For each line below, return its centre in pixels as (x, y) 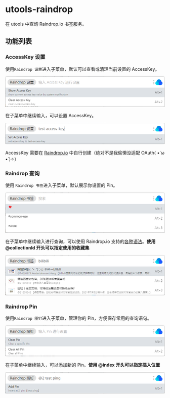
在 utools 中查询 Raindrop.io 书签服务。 (46, 24)
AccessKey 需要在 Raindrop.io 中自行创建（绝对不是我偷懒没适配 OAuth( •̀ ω (85, 153)
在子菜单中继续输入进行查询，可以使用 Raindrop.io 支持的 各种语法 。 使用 (80, 241)
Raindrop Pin (21, 307)
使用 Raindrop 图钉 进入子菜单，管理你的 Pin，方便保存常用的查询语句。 (78, 318)
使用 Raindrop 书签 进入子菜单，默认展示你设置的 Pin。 (61, 185)
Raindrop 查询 (23, 173)
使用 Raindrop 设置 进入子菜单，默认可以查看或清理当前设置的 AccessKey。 (82, 69)
